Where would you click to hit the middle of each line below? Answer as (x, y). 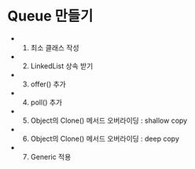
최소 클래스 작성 (55, 47)
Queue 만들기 (50, 16)
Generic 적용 (51, 156)
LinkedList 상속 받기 (62, 66)
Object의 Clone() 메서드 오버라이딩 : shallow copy (109, 120)
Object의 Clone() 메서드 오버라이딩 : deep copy (105, 138)
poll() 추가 (46, 102)
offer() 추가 (48, 84)
